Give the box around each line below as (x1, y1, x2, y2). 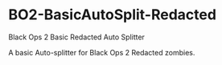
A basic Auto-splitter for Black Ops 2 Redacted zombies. (8, 47, 195, 57)
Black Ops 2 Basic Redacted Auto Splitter (8, 32, 145, 42)
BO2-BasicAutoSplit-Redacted (8, 6, 217, 24)
